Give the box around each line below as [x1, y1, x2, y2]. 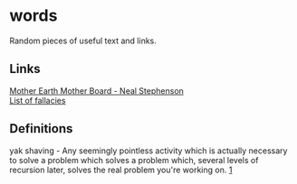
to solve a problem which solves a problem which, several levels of [9, 154, 259, 165]
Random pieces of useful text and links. [9, 35, 157, 46]
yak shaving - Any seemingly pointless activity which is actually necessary [9, 145, 288, 156]
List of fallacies [9, 95, 66, 106]
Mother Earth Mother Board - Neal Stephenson [9, 85, 184, 96]
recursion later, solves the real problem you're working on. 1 [9, 164, 233, 175]
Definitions [9, 121, 73, 136]
